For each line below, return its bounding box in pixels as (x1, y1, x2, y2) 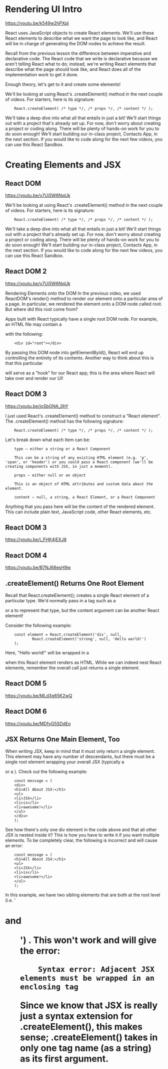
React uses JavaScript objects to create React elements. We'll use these (5, 30, 154, 36)
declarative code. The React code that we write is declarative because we (5, 55, 157, 61)
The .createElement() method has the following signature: (5, 418, 124, 424)
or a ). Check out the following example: (5, 769, 87, 775)
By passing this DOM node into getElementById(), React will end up (5, 349, 144, 355)
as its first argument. (19, 1053, 109, 1064)
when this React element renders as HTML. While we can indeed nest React (5, 659, 161, 665)
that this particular (5, 360, 43, 366)
